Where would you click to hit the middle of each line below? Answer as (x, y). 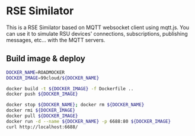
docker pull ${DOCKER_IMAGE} (42, 116)
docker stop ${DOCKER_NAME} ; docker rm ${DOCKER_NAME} (75, 105)
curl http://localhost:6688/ (42, 127)
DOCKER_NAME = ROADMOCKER (36, 72)
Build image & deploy (46, 58)
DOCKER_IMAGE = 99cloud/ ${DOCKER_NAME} (53, 78)
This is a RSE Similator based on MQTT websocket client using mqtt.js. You (98, 27)
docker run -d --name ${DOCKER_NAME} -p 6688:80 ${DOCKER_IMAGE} (88, 121)
